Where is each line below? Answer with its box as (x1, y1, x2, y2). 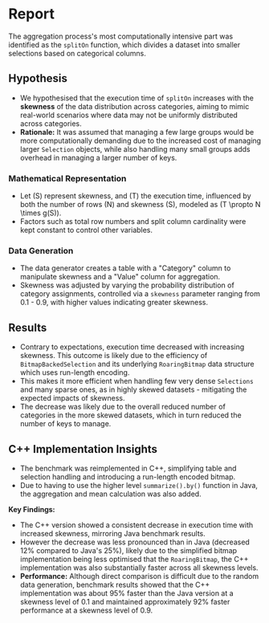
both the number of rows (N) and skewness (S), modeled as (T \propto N (19, 200, 261, 210)
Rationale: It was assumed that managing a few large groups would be (19, 127, 255, 136)
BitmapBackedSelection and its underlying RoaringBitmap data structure (19, 359, 255, 369)
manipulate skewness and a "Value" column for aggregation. (19, 272, 221, 282)
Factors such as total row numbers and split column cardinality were (19, 217, 247, 226)
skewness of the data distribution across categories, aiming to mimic (19, 101, 250, 111)
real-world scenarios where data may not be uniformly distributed (19, 110, 238, 120)
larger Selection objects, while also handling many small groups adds (19, 144, 251, 153)
